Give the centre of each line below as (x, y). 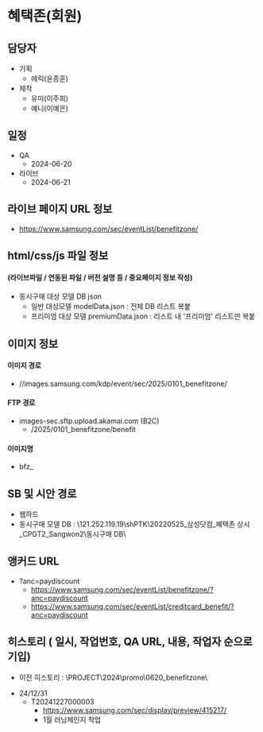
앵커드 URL (33, 562)
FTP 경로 (21, 403)
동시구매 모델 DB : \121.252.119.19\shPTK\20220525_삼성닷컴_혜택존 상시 (134, 524)
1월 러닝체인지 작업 (72, 719)
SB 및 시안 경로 (42, 493)
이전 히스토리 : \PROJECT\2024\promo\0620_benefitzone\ (113, 677)
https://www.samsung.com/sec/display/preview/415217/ (135, 710)
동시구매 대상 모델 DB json (60, 297)
